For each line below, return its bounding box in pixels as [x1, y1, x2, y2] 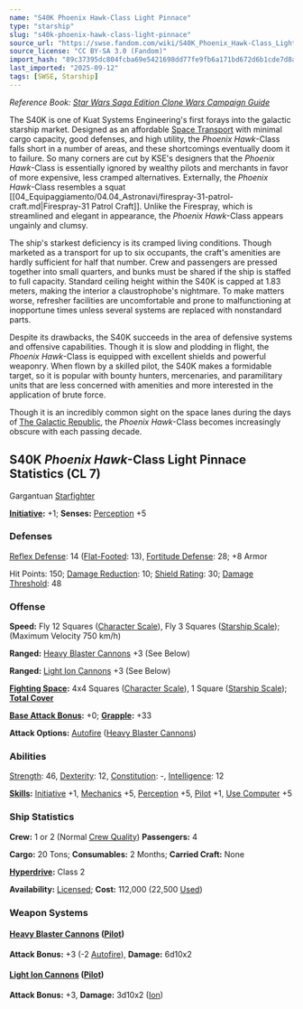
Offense [9, 600, 46, 612]
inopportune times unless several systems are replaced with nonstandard [9, 304, 282, 315]
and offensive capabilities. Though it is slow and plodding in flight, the [9, 341, 270, 352]
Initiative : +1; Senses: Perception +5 [9, 508, 147, 519]
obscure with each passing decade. [9, 425, 142, 436]
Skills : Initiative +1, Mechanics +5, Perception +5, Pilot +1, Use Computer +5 [9, 788, 293, 799]
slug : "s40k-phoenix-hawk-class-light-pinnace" [9, 30, 192, 39]
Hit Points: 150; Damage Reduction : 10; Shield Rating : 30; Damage [9, 568, 254, 579]
